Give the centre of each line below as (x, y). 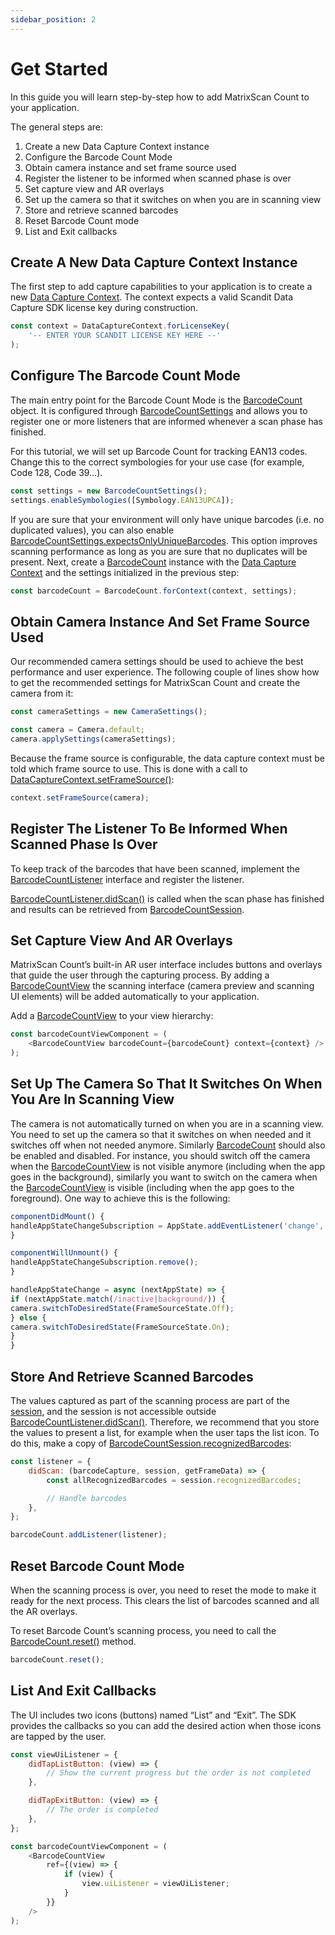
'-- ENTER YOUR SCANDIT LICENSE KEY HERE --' (125, 336)
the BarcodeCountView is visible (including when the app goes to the (152, 1187)
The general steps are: (57, 127)
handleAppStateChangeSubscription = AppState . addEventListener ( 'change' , (167, 1226)
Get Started (59, 68)
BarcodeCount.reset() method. (73, 1641)
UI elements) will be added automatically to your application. (135, 997)
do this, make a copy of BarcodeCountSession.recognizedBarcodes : (151, 1443)
